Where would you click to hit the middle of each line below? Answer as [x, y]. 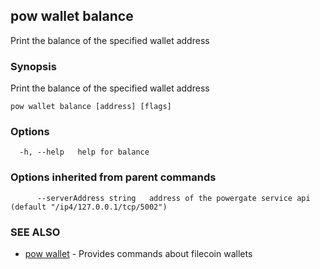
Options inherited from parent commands [113, 177]
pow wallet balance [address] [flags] [91, 107]
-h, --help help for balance [84, 152]
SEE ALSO [35, 232]
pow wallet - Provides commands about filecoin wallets [138, 253]
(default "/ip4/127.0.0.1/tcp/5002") [89, 207]
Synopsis [33, 66]
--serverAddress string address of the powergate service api [173, 198]
